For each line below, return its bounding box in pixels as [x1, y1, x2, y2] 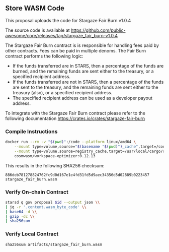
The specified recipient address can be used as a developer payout [12, 95, 152, 101]
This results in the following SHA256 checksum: [5, 162, 105, 168]
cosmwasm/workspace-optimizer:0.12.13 [14, 153, 96, 158]
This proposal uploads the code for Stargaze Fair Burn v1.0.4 [5, 17, 131, 23]
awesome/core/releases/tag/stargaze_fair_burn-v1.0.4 [5, 32, 118, 38]
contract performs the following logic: [5, 53, 83, 59]
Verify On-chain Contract [5, 188, 69, 196]
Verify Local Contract [5, 230, 59, 237]
